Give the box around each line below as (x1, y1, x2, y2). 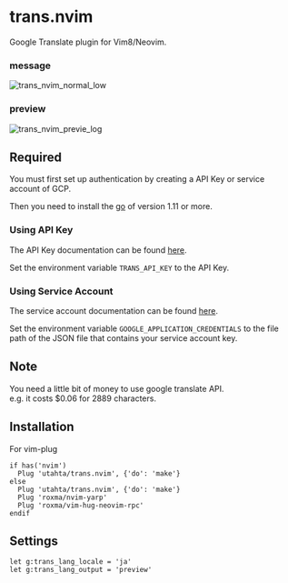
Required (9, 149, 62, 165)
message (9, 59, 52, 72)
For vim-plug (9, 443, 58, 454)
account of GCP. (9, 184, 72, 195)
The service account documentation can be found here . (9, 305, 218, 316)
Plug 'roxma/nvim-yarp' (17, 493, 107, 502)
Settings (9, 533, 59, 548)
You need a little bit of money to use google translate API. (9, 383, 224, 394)
